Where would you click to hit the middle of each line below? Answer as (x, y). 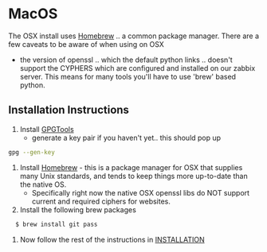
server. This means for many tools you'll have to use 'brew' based (128, 76)
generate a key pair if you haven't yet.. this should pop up (126, 138)
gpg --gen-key (32, 152)
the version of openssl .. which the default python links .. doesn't (126, 60)
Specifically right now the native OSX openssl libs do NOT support (140, 192)
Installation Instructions (69, 110)
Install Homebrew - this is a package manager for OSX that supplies (131, 167)
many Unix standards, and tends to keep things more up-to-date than (134, 176)
